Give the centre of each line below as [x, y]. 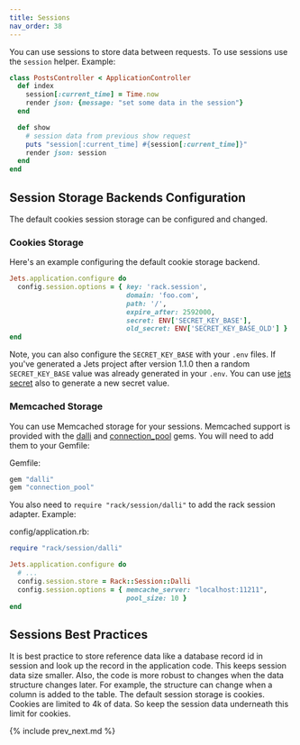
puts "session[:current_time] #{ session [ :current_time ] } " [136, 144]
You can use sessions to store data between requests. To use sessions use [149, 51]
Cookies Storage [46, 242]
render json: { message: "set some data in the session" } [135, 103]
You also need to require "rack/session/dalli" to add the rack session [143, 504]
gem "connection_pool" [52, 487]
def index [36, 86]
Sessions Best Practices [79, 635]
